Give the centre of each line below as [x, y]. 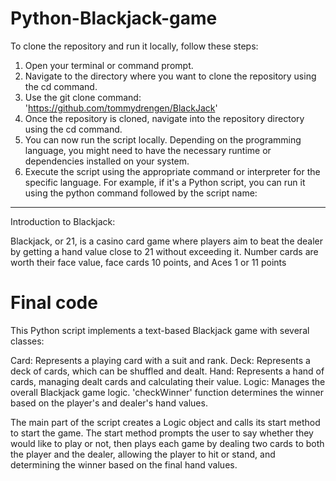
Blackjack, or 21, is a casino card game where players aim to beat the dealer [167, 241]
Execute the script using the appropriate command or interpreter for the [172, 171]
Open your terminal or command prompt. [109, 65]
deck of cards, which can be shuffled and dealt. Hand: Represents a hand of [167, 371]
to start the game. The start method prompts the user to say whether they [162, 433]
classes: [27, 341]
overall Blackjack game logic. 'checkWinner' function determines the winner [167, 392]
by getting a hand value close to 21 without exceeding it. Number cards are [164, 251]
